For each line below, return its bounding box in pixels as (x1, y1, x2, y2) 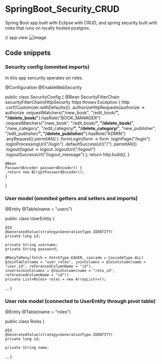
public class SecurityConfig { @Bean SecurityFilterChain (5, 94, 120, 99)
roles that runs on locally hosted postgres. (5, 25, 90, 31)
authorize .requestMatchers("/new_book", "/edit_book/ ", (5, 109, 119, 115)
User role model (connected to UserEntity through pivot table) (5, 298, 156, 304)
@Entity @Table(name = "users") (5, 206, 72, 212)
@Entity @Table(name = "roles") (5, 309, 71, 315)
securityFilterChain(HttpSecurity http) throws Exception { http (5, 99, 130, 105)
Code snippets (5, 49, 51, 57)
